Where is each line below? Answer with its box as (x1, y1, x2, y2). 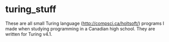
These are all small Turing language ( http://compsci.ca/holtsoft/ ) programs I (5, 20, 164, 26)
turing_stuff (5, 4, 57, 15)
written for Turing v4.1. (5, 31, 52, 37)
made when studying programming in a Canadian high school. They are (5, 25, 155, 31)
